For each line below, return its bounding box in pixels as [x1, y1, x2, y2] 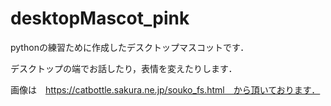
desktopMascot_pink [10, 7, 190, 30]
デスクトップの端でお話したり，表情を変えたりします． [10, 62, 238, 74]
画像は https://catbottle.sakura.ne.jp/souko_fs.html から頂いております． [10, 83, 321, 96]
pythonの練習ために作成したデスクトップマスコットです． [10, 41, 250, 53]
